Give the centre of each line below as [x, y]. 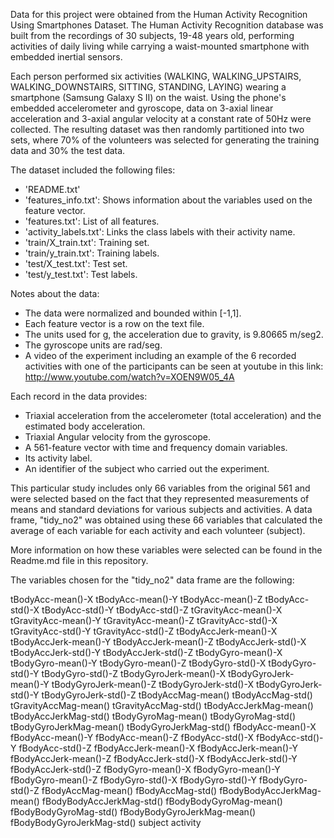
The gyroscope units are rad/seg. [93, 345]
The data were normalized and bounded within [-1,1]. [133, 313]
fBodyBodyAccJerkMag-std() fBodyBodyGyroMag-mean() [162, 801]
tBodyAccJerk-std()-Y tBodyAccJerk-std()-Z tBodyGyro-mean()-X [146, 652]
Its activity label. [58, 458]
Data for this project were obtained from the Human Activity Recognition [159, 14]
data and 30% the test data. [68, 150]
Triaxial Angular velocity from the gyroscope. [117, 437]
